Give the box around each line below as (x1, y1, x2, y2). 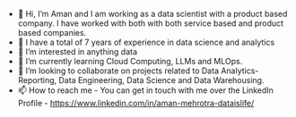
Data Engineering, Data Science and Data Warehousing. (58, 75, 265, 85)
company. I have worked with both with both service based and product (17, 18, 284, 29)
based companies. (17, 28, 87, 38)
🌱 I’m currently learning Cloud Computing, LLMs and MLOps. (17, 56, 243, 66)
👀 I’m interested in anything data (17, 46, 137, 57)
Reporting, (17, 75, 57, 85)
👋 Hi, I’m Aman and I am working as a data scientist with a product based (17, 9, 288, 19)
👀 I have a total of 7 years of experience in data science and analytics (17, 37, 275, 47)
